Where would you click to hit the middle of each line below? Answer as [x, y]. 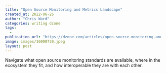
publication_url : [23, 37]
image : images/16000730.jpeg [35, 42]
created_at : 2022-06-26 [30, 14]
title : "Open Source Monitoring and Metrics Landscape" [64, 10]
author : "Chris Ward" [27, 19]
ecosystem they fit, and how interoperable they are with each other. [74, 65]
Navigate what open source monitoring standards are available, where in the [83, 60]
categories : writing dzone [33, 23]
